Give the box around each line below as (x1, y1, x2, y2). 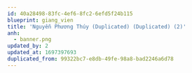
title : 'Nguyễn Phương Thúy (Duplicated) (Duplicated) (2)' (7, 23, 187, 30)
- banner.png (13, 36, 52, 43)
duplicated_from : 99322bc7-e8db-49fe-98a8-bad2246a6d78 (7, 56, 174, 63)
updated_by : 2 (7, 42, 49, 49)
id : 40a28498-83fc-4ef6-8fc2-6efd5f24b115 (7, 10, 133, 17)
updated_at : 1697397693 (7, 49, 77, 56)
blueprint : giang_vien (7, 17, 74, 24)
